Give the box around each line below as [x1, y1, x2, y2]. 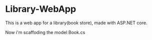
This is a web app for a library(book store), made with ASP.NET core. [5, 20, 147, 26]
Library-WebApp [5, 3, 76, 15]
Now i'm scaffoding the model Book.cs [5, 29, 85, 35]
